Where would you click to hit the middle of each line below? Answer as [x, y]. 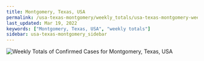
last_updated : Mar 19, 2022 [42, 23]
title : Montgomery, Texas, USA [46, 12]
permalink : [20, 18]
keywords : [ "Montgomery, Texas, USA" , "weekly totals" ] [78, 29]
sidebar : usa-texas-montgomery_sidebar [57, 34]
